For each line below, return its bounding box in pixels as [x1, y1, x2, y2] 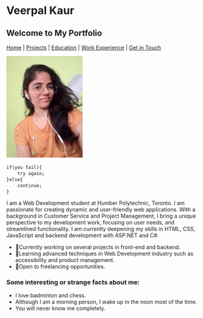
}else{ [6, 176, 23, 182]
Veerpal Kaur [6, 4, 74, 18]
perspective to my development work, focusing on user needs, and [6, 218, 175, 226]
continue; [17, 182, 43, 188]
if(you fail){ [6, 164, 43, 170]
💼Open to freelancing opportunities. [15, 263, 105, 270]
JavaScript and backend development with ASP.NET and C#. [6, 232, 159, 239]
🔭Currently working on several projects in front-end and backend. [15, 243, 181, 251]
